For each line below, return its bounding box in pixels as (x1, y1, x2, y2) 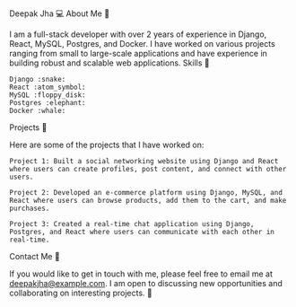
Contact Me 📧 (9, 251, 60, 261)
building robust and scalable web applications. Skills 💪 (9, 57, 210, 68)
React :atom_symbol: (9, 83, 87, 92)
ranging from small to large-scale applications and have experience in (9, 48, 267, 58)
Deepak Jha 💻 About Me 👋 (9, 8, 110, 19)
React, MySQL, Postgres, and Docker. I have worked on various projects (9, 39, 275, 48)
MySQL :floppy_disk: (9, 91, 87, 100)
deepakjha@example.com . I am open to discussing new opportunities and (9, 278, 283, 288)
